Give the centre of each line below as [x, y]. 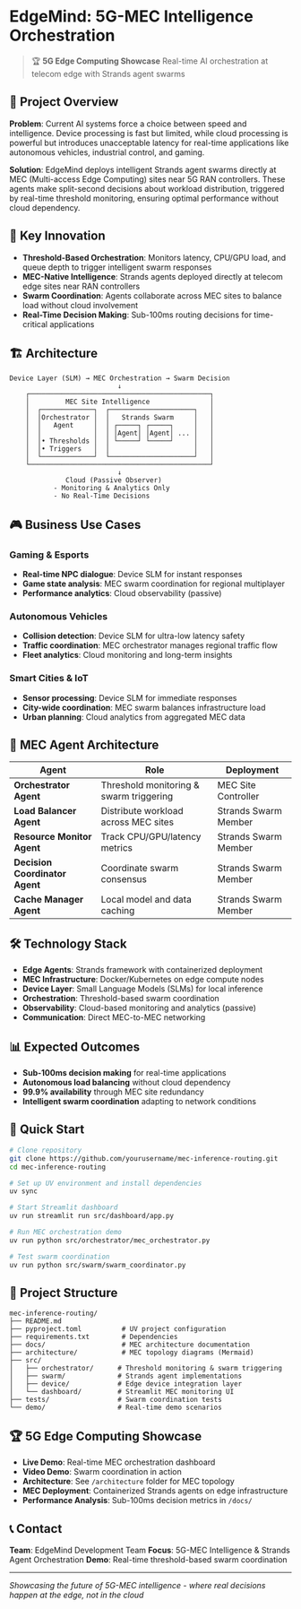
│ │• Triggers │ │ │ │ [120, 449]
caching [118, 911]
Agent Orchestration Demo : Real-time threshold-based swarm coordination [149, 1559]
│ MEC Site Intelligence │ [120, 402]
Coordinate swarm [140, 869]
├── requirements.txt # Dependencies [94, 1337]
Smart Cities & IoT [49, 679]
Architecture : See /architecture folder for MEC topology [128, 1482]
